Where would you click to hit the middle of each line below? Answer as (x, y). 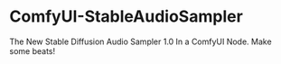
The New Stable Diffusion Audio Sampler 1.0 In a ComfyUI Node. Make (141, 41)
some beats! (33, 50)
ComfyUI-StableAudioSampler (126, 17)
